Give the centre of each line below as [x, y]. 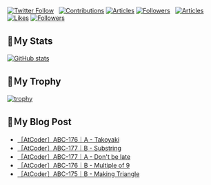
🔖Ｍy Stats [30, 41]
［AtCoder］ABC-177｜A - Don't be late [74, 157]
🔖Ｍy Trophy [34, 81]
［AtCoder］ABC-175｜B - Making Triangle [78, 174]
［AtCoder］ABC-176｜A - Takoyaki [68, 140]
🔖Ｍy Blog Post [39, 122]
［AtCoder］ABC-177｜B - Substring [69, 149]
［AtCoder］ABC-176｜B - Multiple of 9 [73, 166]
